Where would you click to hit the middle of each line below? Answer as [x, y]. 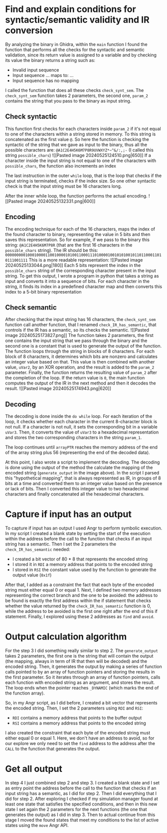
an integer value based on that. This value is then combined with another [80, 362]
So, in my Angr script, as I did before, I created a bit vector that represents [82, 703]
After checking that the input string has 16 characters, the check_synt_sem [81, 319]
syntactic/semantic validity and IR [77, 20]
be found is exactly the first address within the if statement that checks [78, 600]
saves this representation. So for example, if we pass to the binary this [77, 239]
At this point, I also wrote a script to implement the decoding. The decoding [83, 462]
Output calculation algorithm [66, 637]
